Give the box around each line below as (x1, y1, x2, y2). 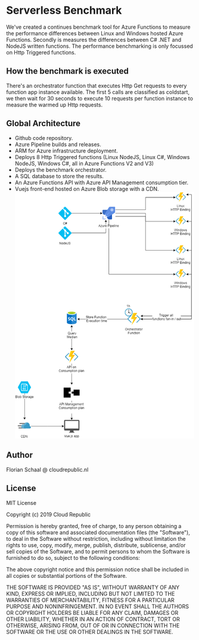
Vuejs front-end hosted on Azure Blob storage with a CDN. (14, 185, 159, 192)
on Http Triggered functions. (6, 48, 76, 56)
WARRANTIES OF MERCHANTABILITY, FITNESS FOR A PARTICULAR (6, 596, 175, 604)
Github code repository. (14, 134, 73, 141)
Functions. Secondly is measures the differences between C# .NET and (6, 36, 182, 43)
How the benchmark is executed (6, 66, 129, 77)
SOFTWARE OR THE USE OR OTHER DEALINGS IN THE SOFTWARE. (6, 628, 173, 635)
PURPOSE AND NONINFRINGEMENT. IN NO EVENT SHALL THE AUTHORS (6, 602, 189, 610)
